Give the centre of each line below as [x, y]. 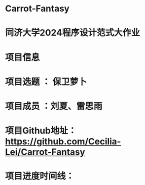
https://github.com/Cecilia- [63, 142]
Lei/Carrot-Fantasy [45, 152]
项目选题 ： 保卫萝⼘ [46, 82]
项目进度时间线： [40, 176]
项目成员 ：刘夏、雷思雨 [54, 106]
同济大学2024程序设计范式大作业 [72, 33]
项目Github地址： [41, 131]
